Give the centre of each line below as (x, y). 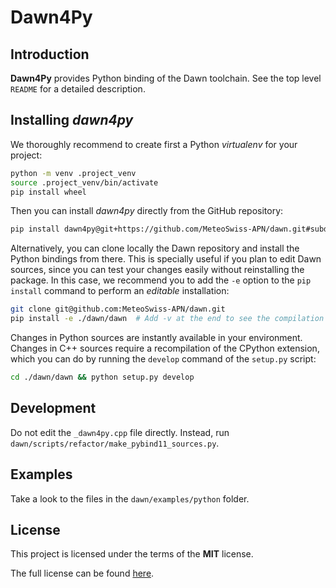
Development (53, 408)
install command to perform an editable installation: (120, 291)
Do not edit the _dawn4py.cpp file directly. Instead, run (120, 432)
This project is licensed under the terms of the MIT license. (132, 554)
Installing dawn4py (72, 120)
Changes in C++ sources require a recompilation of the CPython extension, (165, 348)
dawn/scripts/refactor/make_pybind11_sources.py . (115, 443)
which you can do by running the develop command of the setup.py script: (163, 359)
